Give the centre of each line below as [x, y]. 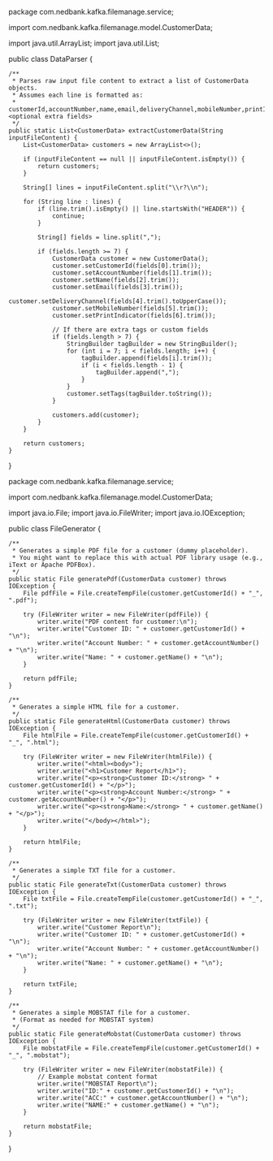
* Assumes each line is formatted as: [78, 95]
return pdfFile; [51, 678]
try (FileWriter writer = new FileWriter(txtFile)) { [116, 921]
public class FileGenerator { [55, 529]
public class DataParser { [51, 59]
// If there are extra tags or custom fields [130, 330]
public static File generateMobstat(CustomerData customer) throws [125, 1034]
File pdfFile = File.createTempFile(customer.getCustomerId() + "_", [143, 593]
